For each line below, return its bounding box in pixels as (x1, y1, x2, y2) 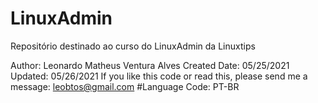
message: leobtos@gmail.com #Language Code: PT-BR (10, 80, 240, 92)
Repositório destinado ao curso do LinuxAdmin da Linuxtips (10, 40, 256, 52)
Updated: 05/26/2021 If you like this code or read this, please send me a (10, 70, 308, 82)
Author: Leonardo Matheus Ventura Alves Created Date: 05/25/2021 (10, 59, 290, 71)
